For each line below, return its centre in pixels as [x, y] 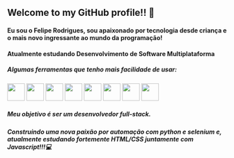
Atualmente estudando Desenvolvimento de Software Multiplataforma [111, 53]
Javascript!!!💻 [30, 147]
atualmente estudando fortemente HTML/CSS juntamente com [100, 139]
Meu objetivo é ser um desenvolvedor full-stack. [79, 114]
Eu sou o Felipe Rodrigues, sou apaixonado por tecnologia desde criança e [117, 30]
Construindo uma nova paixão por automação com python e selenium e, [115, 132]
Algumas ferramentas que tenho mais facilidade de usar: [92, 69]
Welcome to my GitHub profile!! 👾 [81, 13]
